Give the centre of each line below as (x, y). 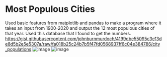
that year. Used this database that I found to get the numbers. (68, 33)
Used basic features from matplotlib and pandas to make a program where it (83, 23)
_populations (18, 49)
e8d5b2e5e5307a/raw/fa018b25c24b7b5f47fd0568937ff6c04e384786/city (83, 44)
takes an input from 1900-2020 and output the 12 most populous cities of (80, 28)
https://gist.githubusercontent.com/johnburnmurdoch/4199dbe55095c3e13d (83, 39)
